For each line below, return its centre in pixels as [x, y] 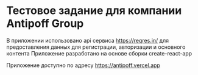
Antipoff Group [45, 23]
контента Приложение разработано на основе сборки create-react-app [99, 53]
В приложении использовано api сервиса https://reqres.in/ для [88, 40]
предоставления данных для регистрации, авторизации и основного [96, 47]
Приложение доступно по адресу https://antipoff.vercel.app [83, 65]
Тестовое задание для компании [94, 11]
